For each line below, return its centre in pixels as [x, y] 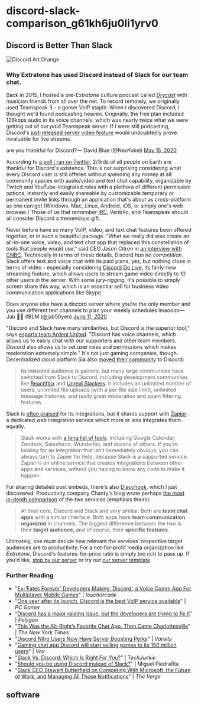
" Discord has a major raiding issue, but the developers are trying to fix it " [103, 614]
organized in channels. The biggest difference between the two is [101, 524]
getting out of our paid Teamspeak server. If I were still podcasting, [88, 126]
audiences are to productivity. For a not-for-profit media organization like [95, 547]
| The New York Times [42, 632]
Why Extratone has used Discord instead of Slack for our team [97, 74]
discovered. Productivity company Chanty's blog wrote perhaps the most [95, 493]
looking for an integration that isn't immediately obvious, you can [100, 450]
